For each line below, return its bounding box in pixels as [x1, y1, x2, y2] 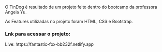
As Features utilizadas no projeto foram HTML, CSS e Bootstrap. [5, 19, 133, 24]
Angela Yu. [5, 9, 27, 15]
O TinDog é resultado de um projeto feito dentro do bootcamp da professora [5, 4, 157, 10]
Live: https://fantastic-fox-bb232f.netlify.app [5, 41, 94, 47]
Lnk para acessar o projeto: [5, 30, 71, 37]
